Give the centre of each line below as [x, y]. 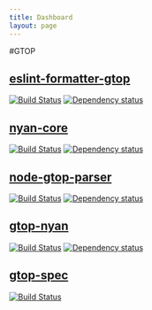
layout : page [33, 26]
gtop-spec [39, 275]
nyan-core [39, 128]
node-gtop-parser [61, 177]
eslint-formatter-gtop [70, 78]
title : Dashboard [41, 17]
